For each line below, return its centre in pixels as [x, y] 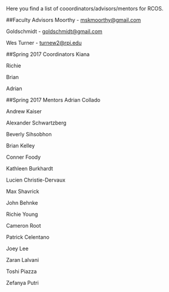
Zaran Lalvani [23, 260]
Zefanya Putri [23, 283]
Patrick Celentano [28, 237]
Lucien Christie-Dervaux [36, 180]
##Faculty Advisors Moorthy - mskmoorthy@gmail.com [74, 20]
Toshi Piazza [21, 271]
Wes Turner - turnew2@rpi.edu [44, 43]
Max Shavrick [23, 191]
